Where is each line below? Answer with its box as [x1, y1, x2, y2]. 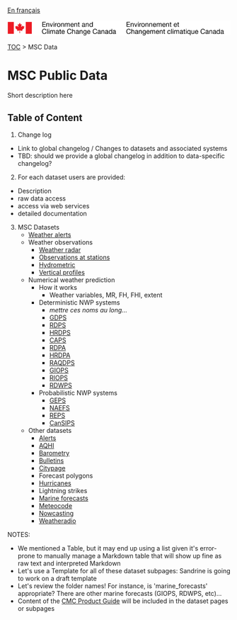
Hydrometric [38, 261, 76, 269]
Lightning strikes [38, 487, 88, 495]
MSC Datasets [17, 223, 60, 232]
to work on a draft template [17, 574, 97, 583]
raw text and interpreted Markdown [17, 559, 122, 568]
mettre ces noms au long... [49, 306, 127, 315]
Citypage [38, 464, 66, 473]
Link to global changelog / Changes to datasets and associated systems [17, 145, 228, 153]
